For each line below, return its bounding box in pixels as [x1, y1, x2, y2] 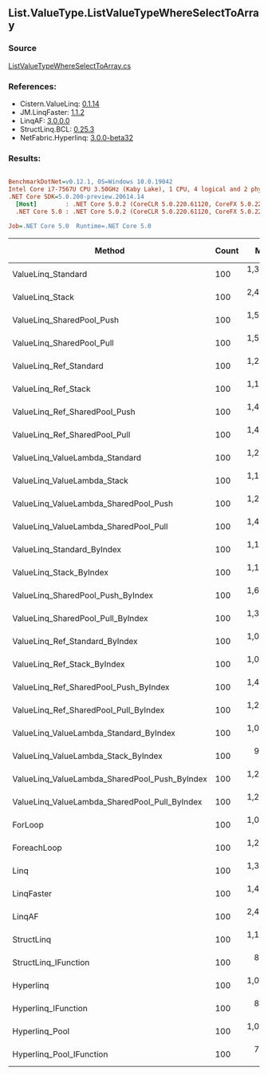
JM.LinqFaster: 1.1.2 [19, 107, 85, 117]
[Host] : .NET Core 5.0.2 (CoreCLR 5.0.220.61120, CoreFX [15, 200, 238, 208]
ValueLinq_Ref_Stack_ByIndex [12, 658, 125, 670]
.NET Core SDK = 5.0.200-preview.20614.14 [8, 193, 145, 201]
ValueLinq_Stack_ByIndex [12, 567, 109, 578]
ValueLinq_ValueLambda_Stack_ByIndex [12, 750, 163, 761]
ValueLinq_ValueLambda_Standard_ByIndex [12, 727, 175, 738]
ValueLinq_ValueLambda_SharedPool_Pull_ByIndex [12, 796, 203, 807]
